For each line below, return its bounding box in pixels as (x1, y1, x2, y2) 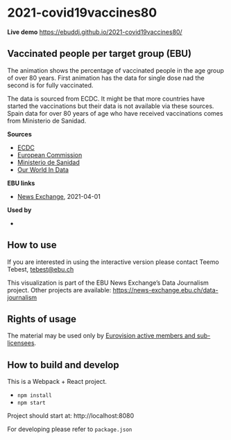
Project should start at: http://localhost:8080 (7, 412, 134, 420)
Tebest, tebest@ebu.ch (7, 265, 74, 273)
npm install (17, 392, 52, 399)
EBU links (7, 179, 35, 187)
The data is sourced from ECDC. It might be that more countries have (7, 94, 205, 103)
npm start (17, 400, 46, 407)
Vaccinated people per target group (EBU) (7, 48, 192, 60)
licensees (7, 339, 35, 347)
